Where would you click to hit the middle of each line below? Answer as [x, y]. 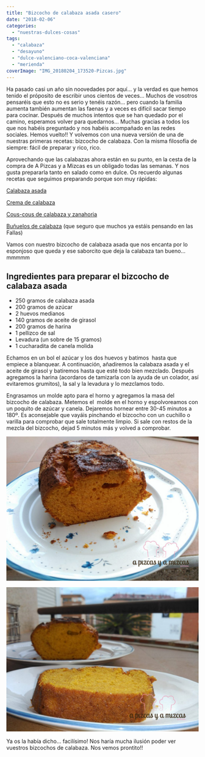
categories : [21, 26]
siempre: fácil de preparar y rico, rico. [54, 147]
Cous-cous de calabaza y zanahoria [52, 214]
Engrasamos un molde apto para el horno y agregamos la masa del [91, 396]
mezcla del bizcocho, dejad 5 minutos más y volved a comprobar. [89, 428]
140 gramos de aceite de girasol [56, 320]
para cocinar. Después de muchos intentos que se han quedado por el [95, 115]
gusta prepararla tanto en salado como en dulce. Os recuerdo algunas [95, 172]
